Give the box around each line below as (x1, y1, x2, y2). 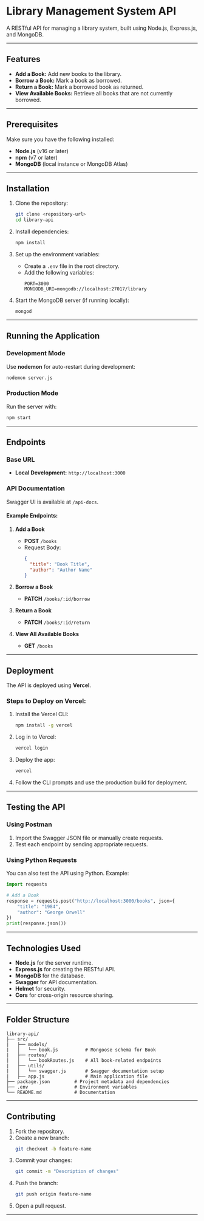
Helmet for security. (15, 985, 66, 992)
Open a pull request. (15, 1202, 67, 1209)
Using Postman (6, 820, 53, 829)
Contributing (6, 1112, 56, 1122)
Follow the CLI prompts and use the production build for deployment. (15, 779, 188, 786)
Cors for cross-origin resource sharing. (15, 991, 114, 999)
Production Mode (6, 389, 59, 397)
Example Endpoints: (6, 512, 58, 519)
